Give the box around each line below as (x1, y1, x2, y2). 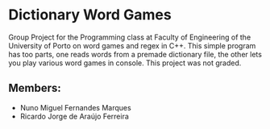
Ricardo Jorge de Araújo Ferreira (19, 111, 129, 121)
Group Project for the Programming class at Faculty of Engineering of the (8, 32, 251, 42)
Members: (8, 81, 62, 95)
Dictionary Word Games (8, 6, 172, 24)
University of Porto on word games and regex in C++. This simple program (8, 40, 256, 50)
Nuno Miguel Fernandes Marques (19, 102, 131, 112)
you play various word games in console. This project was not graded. (8, 58, 242, 68)
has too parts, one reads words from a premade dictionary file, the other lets (8, 49, 262, 59)
